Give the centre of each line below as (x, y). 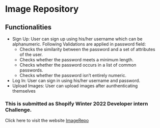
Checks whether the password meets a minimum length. (77, 60)
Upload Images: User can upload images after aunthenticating (75, 86)
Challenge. (18, 110)
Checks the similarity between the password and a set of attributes (87, 49)
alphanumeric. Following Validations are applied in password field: (79, 44)
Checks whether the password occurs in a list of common (78, 65)
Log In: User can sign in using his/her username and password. (76, 80)
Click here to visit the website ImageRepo (47, 121)
